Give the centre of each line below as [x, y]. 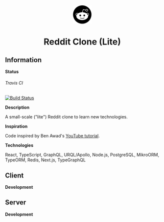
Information [23, 60]
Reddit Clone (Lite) [82, 42]
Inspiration [16, 126]
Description [17, 108]
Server [16, 203]
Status [12, 72]
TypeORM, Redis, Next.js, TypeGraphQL [45, 160]
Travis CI [14, 83]
